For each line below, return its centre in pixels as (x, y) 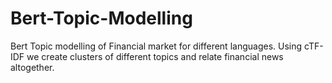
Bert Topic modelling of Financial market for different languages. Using (156, 46)
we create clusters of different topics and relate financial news (155, 56)
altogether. (32, 67)
